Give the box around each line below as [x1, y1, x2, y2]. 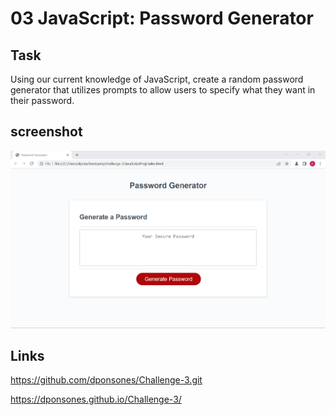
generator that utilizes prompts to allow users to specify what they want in [10, 84, 316, 96]
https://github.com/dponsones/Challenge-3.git [10, 374, 203, 386]
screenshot [10, 123, 83, 141]
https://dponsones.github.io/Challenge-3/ [10, 393, 182, 406]
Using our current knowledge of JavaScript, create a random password [10, 73, 304, 85]
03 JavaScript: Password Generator [10, 7, 314, 30]
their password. [10, 95, 75, 106]
